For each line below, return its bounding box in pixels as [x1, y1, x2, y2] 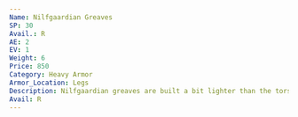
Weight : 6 [9, 54, 46, 62]
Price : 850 [9, 62, 50, 71]
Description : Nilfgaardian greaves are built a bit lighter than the [9, 86, 272, 95]
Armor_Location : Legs [9, 78, 90, 87]
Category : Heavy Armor [9, 70, 93, 79]
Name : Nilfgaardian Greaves [9, 12, 114, 22]
